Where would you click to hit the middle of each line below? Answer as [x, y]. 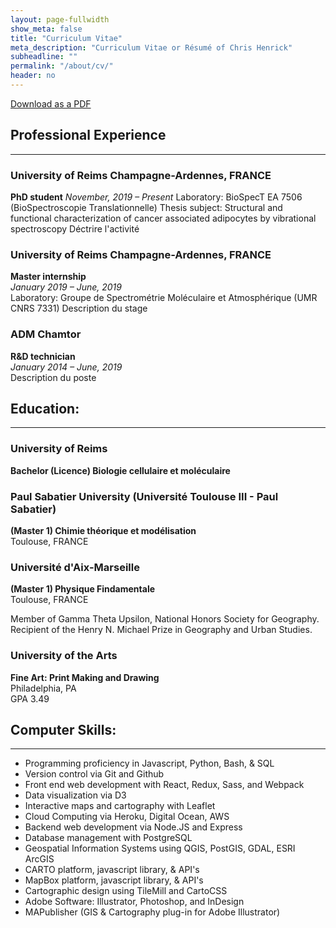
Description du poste [53, 377]
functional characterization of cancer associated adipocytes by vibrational [163, 218]
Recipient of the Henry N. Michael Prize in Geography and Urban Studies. [161, 630]
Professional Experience [88, 135]
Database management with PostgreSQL [108, 838]
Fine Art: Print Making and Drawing [85, 677]
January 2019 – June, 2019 [66, 287]
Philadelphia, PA [43, 688]
